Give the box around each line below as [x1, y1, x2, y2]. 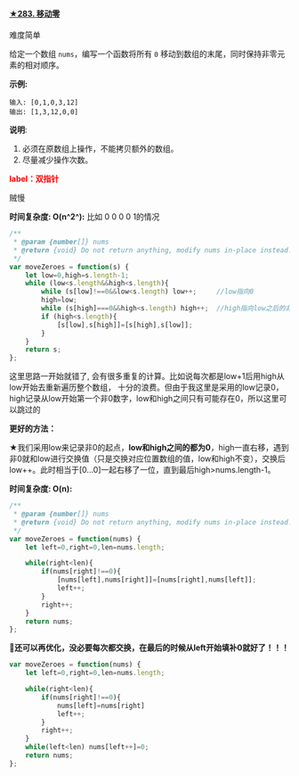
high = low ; [41, 295, 77, 305]
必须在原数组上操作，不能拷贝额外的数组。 [21, 144, 179, 154]
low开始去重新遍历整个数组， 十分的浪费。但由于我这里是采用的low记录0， [9, 382, 284, 392]
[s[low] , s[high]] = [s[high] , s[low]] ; [56, 320, 193, 329]
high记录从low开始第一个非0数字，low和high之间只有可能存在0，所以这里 [9, 393, 279, 404]
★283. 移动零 [9, 8, 61, 19]
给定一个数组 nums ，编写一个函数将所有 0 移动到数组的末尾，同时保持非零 [9, 49, 278, 60]
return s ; [25, 345, 62, 354]
